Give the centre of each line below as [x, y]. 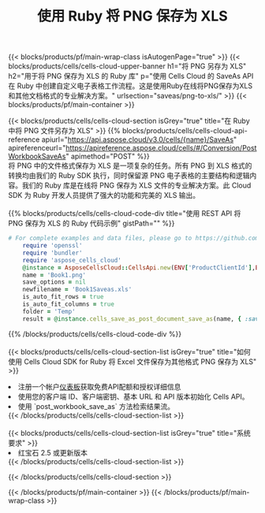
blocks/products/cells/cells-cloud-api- [185, 131]
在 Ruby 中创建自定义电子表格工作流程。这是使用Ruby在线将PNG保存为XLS [131, 86]
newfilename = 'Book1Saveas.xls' [77, 290]
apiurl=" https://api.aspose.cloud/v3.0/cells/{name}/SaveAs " [139, 139]
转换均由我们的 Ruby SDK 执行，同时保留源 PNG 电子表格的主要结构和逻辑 [129, 176]
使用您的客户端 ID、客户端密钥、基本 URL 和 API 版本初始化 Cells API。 [134, 396]
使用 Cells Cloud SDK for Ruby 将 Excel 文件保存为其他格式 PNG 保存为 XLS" [132, 361]
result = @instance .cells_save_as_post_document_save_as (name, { [132, 319]
